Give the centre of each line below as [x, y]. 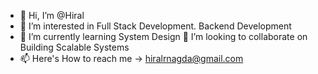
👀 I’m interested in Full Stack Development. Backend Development [155, 26]
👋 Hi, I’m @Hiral [52, 15]
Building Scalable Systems [74, 47]
